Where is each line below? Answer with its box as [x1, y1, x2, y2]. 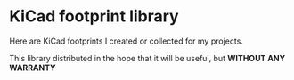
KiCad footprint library [9, 6, 180, 27]
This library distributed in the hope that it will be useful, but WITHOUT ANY [9, 52, 286, 63]
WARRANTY [9, 62, 56, 73]
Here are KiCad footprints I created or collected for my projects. [9, 36, 243, 46]
